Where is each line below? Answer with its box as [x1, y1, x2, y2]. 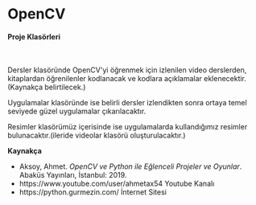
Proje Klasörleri [7, 31, 61, 41]
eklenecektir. [203, 74, 247, 84]
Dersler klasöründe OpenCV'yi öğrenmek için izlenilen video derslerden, [7, 65, 247, 75]
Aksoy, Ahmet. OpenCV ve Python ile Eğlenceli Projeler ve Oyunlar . [19, 162, 242, 171]
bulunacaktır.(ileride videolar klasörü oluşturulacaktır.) [7, 130, 186, 141]
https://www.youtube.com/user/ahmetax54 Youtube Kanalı [19, 178, 215, 189]
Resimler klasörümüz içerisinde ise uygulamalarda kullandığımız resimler [7, 122, 248, 132]
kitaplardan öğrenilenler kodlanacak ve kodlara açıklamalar [7, 74, 203, 84]
